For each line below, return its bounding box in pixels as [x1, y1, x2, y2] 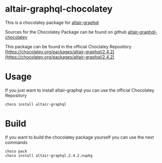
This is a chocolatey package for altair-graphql [5, 20, 99, 25]
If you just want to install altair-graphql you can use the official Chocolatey [5, 87, 155, 93]
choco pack [5, 149, 27, 154]
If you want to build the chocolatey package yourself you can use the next [5, 134, 154, 140]
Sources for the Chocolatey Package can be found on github [5, 29, 127, 35]
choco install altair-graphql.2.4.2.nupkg [5, 153, 93, 158]
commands [5, 139, 28, 145]
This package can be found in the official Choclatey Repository [5, 43, 132, 49]
